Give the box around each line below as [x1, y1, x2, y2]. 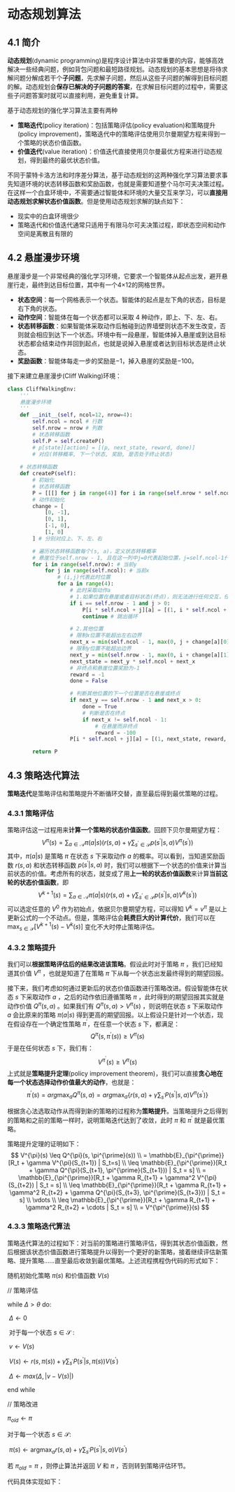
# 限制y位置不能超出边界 [69, 645, 131, 652]
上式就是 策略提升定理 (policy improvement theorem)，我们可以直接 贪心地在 [7, 1069, 223, 1078]
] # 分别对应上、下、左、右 [32, 535, 103, 542]
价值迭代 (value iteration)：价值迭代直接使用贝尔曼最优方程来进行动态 [17, 148, 217, 155]
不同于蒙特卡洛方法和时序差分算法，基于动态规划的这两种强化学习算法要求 [7, 171, 222, 179]
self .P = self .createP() [32, 437, 105, 444]
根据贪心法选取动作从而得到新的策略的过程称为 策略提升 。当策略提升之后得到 [7, 1106, 228, 1115]
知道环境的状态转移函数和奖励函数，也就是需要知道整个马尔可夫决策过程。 [13, 180, 228, 188]
